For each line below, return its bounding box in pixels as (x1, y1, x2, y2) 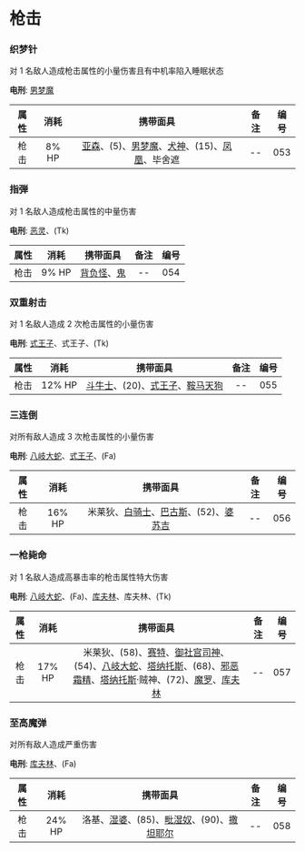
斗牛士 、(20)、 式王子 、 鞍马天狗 (85, 380, 224, 392)
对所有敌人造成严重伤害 (9, 738, 97, 749)
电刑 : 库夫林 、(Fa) (9, 757, 77, 769)
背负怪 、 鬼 (80, 266, 126, 279)
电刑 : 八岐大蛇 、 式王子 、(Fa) (9, 451, 116, 461)
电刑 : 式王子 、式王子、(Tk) (9, 338, 109, 349)
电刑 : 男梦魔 (9, 85, 54, 96)
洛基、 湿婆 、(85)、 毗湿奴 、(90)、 (81, 813, 230, 826)
